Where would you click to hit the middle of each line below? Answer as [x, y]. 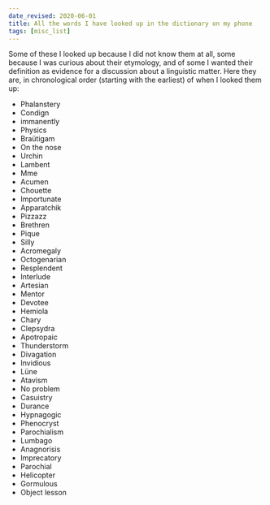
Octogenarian [43, 260]
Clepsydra [37, 329]
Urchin [31, 156]
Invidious [35, 363]
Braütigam [37, 139]
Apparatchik [41, 208]
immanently [40, 122]
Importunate [41, 199]
